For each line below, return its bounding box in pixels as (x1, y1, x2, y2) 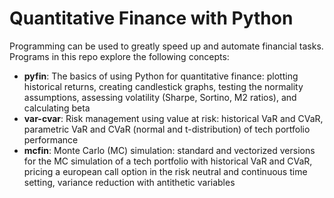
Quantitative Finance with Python (9, 7, 294, 30)
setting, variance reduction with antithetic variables (23, 176, 236, 188)
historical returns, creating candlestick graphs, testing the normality (23, 80, 304, 92)
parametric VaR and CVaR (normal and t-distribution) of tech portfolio (23, 123, 311, 135)
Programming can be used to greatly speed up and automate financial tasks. (9, 40, 324, 52)
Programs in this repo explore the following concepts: (9, 50, 230, 62)
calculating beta (23, 102, 91, 114)
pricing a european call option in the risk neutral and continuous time (23, 165, 308, 177)
